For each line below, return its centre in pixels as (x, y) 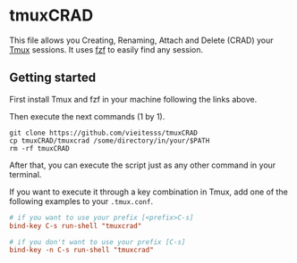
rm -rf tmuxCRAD (39, 148)
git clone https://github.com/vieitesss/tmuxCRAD (104, 133)
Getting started (53, 78)
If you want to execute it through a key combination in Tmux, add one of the (148, 192)
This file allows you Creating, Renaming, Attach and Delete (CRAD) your (142, 40)
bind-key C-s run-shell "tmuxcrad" (76, 226)
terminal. (25, 174)
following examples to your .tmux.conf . (81, 201)
